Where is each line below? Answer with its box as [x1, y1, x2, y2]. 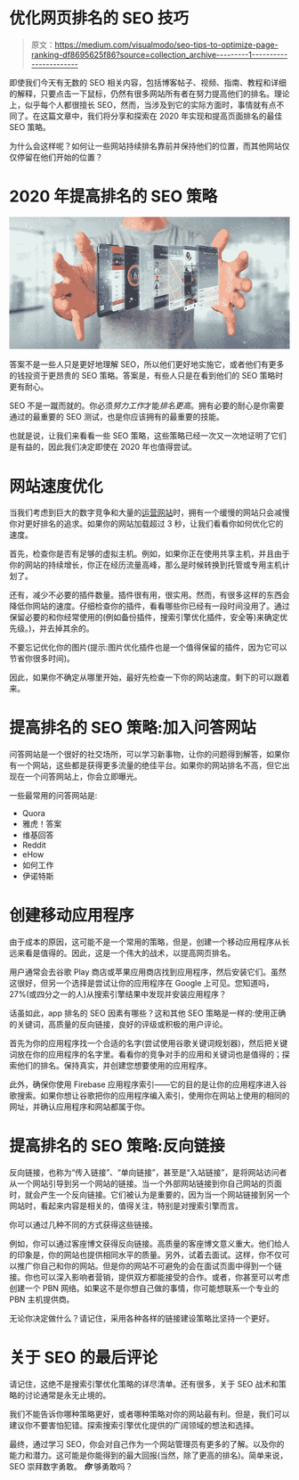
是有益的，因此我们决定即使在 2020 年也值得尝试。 [9, 442, 198, 453]
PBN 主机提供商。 [9, 1294, 75, 1305]
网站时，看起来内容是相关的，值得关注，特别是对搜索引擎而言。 [9, 1200, 243, 1212]
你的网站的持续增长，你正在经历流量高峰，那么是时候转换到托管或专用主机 [9, 560, 282, 570]
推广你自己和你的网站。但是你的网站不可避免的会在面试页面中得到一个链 [16, 1261, 282, 1271]
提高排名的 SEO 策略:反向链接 [9, 1136, 225, 1157]
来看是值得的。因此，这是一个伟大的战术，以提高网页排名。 [16, 948, 236, 959]
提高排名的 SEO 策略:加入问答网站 [9, 718, 256, 738]
